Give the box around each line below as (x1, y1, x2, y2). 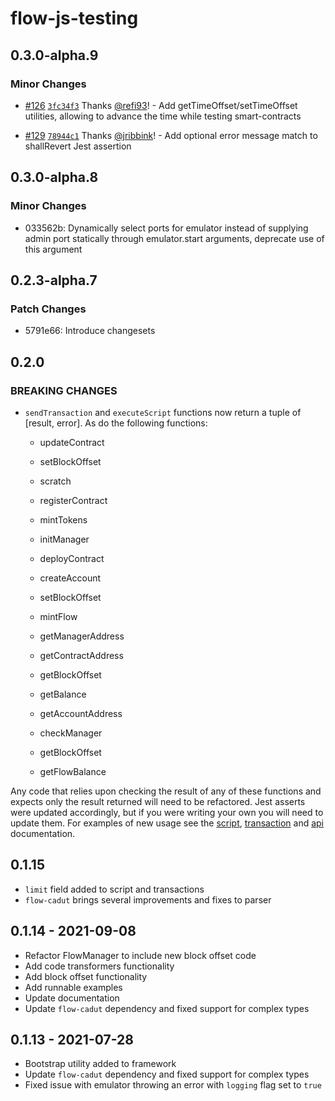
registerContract (39, 494, 108, 506)
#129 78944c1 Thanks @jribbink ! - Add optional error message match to (24, 129, 318, 141)
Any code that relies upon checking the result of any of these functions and (10, 785, 322, 797)
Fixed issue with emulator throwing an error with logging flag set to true (24, 1079, 322, 1091)
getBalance (39, 688, 87, 700)
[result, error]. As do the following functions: (24, 417, 208, 429)
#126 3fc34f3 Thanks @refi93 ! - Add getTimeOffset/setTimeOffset (24, 99, 298, 111)
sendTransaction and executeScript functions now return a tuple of (24, 406, 302, 418)
